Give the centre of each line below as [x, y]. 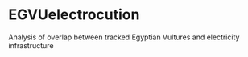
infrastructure [31, 45]
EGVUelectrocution [74, 15]
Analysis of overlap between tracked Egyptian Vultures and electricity [124, 37]
